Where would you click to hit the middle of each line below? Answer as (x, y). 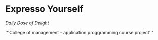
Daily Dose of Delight (27, 23)
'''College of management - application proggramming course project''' (79, 32)
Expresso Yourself (44, 9)
